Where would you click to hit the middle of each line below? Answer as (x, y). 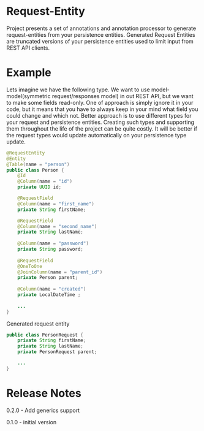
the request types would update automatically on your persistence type (96, 135)
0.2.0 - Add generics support (43, 410)
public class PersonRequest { (45, 335)
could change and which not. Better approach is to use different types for (99, 115)
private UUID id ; (40, 187)
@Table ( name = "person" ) (38, 164)
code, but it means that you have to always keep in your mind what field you (102, 109)
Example (29, 73)
